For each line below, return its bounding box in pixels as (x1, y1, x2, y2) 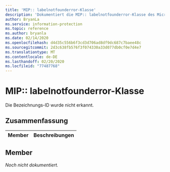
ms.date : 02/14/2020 (5, 36, 49, 41)
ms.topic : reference (5, 26, 49, 31)
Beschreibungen (33, 132, 74, 139)
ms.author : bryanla (5, 31, 47, 36)
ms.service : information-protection (5, 21, 82, 27)
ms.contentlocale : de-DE (5, 54, 58, 60)
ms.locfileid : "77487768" (5, 64, 60, 69)
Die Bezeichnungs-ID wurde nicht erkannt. (5, 102, 94, 108)
